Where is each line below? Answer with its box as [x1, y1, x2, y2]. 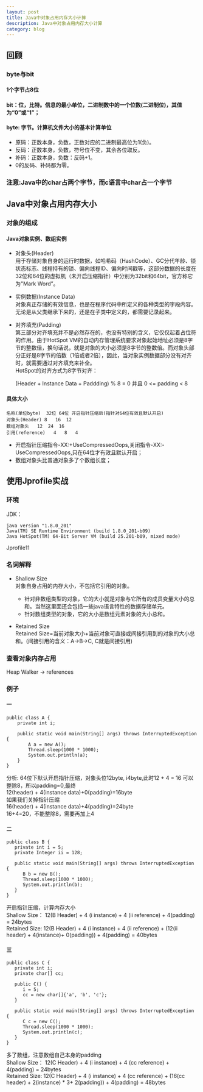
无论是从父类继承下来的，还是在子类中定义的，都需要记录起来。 [15, 309, 175, 316]
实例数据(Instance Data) [15, 293, 75, 301]
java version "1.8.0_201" [6, 523, 72, 529]
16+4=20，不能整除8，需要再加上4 [6, 810, 95, 817]
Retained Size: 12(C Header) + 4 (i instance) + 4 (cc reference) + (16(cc [6, 1072, 185, 1080]
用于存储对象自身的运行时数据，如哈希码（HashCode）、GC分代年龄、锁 [15, 257, 196, 265]
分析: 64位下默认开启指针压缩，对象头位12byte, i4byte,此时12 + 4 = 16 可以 [6, 774, 194, 781]
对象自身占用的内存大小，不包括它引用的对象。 [15, 582, 132, 589]
